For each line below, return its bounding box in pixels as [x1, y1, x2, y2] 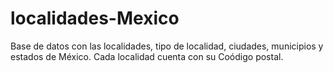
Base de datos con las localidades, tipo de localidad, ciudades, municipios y [10, 40, 324, 52]
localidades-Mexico [10, 7, 180, 30]
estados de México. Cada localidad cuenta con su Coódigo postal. [10, 50, 284, 62]
